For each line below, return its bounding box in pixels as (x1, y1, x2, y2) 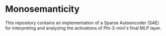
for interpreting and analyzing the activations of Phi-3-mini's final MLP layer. (5, 25, 162, 31)
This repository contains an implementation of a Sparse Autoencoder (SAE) (5, 20, 160, 26)
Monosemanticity (5, 3, 80, 15)
